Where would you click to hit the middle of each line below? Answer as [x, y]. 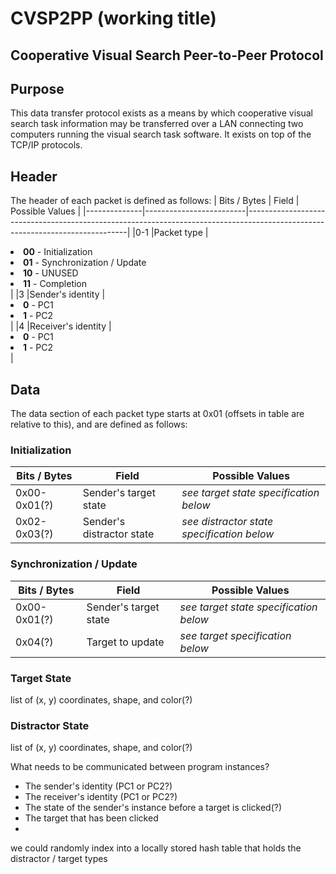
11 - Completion [55, 284]
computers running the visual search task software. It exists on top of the [161, 134]
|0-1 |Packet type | [170, 233]
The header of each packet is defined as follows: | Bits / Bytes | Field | [155, 201]
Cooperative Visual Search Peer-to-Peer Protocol [167, 55]
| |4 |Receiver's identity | [61, 326]
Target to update [125, 642]
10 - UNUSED [51, 273]
